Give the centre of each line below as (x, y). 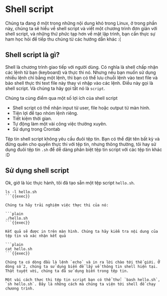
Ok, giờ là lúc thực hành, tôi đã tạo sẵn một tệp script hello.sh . (70, 183)
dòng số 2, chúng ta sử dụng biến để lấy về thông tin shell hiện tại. (81, 266)
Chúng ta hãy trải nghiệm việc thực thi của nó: (57, 205)
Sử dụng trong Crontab (36, 129)
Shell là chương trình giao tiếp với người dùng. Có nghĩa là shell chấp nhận (82, 67)
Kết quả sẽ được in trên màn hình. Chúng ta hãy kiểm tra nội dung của (81, 231)
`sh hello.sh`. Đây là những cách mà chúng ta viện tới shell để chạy (80, 284)
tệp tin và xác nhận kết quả (36, 236)
